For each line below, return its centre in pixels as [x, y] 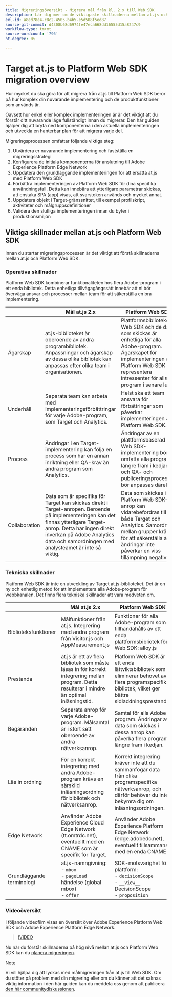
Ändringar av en [140, 433]
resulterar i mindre [83, 688]
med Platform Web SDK [38, 178]
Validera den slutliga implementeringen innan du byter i [71, 210]
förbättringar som [142, 406]
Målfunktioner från [83, 619]
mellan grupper [139, 531]
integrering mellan [83, 676]
